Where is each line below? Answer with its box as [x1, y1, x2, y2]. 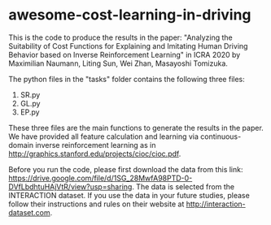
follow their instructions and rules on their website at [8, 199, 185, 209]
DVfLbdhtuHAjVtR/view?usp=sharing [8, 181, 133, 192]
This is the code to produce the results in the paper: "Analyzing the [8, 32, 234, 42]
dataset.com [8, 207, 50, 217]
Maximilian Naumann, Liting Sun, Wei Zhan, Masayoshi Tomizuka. [8, 58, 228, 68]
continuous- [200, 132, 242, 141]
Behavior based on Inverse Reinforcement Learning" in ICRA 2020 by [8, 50, 241, 59]
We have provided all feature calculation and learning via [8, 132, 199, 141]
